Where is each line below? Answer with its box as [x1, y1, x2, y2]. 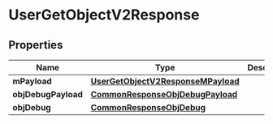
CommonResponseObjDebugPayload [90, 89, 238, 100]
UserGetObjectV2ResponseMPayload [90, 75, 240, 87]
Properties [8, 38, 63, 52]
